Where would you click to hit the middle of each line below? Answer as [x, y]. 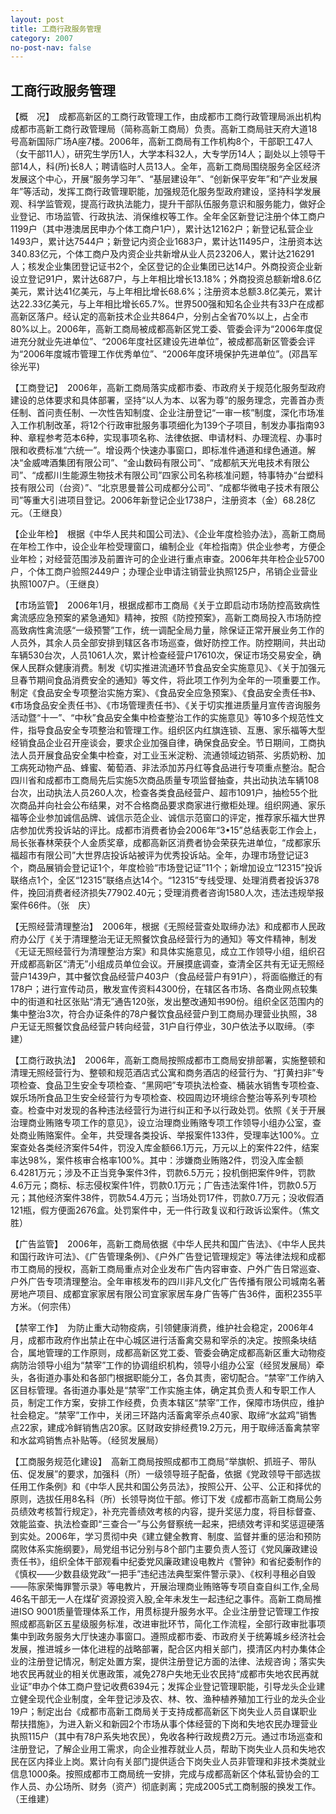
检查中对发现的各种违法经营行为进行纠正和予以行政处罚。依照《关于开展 [176, 1110]
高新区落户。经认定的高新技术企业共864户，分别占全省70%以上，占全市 [159, 317]
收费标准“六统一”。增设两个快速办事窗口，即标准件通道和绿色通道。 [167, 450]
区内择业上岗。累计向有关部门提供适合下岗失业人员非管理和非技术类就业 [176, 1762]
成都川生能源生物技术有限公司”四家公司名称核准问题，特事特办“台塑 [175, 475]
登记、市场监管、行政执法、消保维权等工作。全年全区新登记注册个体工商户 [172, 217]
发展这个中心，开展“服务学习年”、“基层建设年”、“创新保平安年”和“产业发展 [164, 179]
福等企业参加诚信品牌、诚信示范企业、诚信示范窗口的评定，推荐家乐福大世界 [168, 818]
